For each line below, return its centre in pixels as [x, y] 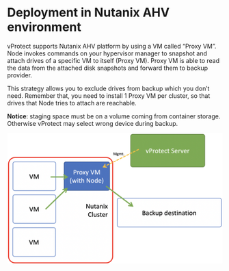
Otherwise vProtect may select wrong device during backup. [93, 123]
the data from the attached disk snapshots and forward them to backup [108, 68]
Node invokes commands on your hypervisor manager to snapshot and [107, 53]
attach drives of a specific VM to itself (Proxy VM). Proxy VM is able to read [113, 60]
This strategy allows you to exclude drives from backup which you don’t [108, 88]
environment [44, 27]
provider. [20, 75]
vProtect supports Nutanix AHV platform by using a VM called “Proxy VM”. [112, 46]
